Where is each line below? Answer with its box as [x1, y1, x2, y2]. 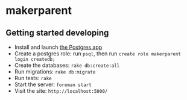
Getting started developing [5, 28, 109, 38]
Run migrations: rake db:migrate [14, 68, 96, 75]
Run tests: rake [14, 75, 52, 81]
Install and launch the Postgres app [14, 43, 103, 51]
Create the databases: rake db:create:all [14, 61, 120, 69]
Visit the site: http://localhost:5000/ [14, 87, 108, 94]
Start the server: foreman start [14, 81, 92, 88]
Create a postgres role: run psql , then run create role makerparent [14, 50, 182, 57]
